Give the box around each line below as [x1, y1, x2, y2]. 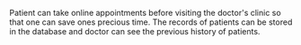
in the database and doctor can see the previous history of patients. [9, 26, 261, 36]
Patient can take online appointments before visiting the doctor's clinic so [9, 8, 281, 18]
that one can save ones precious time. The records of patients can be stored [9, 17, 293, 27]
